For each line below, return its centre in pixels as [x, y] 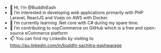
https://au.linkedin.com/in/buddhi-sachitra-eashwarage [66, 45]
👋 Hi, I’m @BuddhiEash [33, 7]
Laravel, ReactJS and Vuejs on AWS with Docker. [59, 18]
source [17, 33]
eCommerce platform [46, 33]
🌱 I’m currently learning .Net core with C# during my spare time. [74, 23]
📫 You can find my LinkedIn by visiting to [52, 38]
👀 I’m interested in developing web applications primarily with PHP [76, 13]
